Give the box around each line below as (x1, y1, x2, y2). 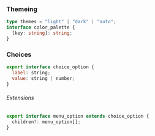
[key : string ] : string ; (12, 30, 72, 37)
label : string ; (12, 70, 51, 76)
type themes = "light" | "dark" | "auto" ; (6, 19, 116, 25)
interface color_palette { (6, 24, 75, 30)
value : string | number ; (12, 75, 75, 81)
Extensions (6, 94, 34, 102)
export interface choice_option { (6, 64, 95, 70)
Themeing (6, 5, 38, 13)
